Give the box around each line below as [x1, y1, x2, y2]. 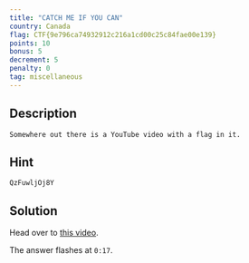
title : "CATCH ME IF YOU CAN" [9, 13, 124, 23]
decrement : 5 [9, 55, 59, 64]
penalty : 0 [9, 64, 51, 73]
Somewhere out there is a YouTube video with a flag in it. [9, 130, 242, 139]
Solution [9, 203, 58, 219]
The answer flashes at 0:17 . [9, 245, 113, 256]
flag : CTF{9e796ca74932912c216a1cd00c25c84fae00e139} [9, 30, 217, 39]
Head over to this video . [9, 228, 99, 239]
